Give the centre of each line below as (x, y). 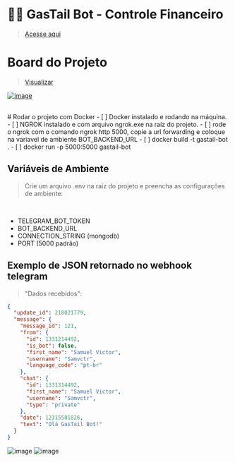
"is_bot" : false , (52, 346)
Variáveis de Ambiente (58, 169)
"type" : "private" (53, 405)
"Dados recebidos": (53, 293)
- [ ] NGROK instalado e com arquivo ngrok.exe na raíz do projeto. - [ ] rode (117, 124)
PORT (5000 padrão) (48, 243)
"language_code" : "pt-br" (64, 365)
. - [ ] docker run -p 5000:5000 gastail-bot (69, 147)
